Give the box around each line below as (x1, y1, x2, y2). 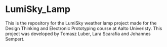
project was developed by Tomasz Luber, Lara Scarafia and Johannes (5, 30, 151, 36)
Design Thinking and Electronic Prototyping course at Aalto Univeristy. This (5, 25, 162, 31)
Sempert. (5, 36, 25, 42)
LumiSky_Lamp (5, 3, 71, 15)
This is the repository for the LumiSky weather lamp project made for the (5, 20, 157, 26)
